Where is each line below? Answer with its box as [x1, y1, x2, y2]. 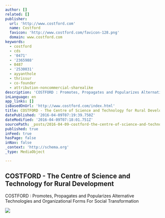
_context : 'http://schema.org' [5, 145, 69, 150]
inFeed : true [5, 131, 32, 136]
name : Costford [9, 26, 41, 31]
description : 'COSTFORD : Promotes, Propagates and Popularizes [5, 90, 139, 95]
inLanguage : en [5, 94, 36, 99]
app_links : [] [5, 99, 34, 104]
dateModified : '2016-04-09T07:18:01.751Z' [5, 117, 93, 122]
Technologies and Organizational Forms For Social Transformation [5, 198, 139, 204]
